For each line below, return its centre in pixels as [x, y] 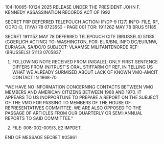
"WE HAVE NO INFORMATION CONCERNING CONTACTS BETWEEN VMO [79, 87]
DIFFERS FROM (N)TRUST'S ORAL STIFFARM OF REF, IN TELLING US [82, 67]
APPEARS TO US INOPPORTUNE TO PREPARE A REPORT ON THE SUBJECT [82, 97]
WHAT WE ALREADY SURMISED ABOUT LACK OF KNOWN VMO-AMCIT [85, 72]
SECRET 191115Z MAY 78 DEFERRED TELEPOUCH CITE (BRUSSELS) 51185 [80, 37]
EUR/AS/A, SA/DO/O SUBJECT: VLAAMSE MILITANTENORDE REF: [72, 47]
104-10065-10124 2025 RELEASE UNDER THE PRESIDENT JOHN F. [73, 7]
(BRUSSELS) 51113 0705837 [33, 52]
